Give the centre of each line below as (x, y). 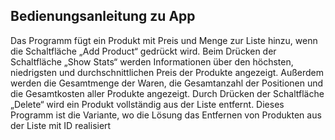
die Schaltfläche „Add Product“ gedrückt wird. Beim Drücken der (143, 51)
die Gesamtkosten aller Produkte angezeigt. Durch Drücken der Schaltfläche (167, 93)
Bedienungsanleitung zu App (103, 16)
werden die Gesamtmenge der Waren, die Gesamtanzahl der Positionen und (167, 83)
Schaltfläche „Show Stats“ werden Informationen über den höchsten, (152, 61)
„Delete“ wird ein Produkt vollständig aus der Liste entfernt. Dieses (147, 104)
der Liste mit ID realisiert (61, 125)
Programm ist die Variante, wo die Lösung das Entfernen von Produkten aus (166, 115)
